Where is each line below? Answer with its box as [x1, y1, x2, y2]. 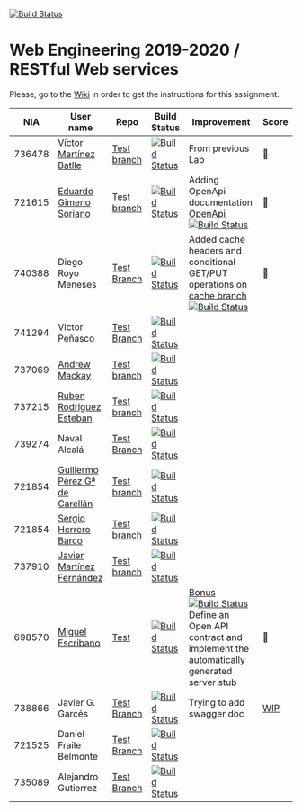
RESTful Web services [9, 59, 180, 80]
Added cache [188, 233, 245, 245]
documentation [188, 196, 253, 209]
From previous [188, 142, 250, 155]
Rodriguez [58, 400, 102, 413]
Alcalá [58, 443, 84, 456]
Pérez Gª [58, 475, 96, 487]
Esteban [58, 412, 93, 424]
